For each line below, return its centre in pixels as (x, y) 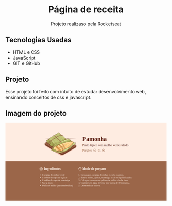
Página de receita (86, 10)
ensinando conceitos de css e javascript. (48, 97)
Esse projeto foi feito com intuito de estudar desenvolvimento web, (76, 91)
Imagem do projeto (36, 113)
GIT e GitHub (26, 63)
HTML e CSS (26, 52)
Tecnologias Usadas (38, 40)
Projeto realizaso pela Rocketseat (86, 24)
